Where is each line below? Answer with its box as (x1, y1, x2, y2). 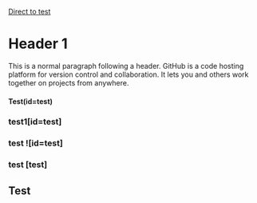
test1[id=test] (8, 116, 62, 127)
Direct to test (8, 7, 51, 16)
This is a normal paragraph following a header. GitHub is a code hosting (8, 61, 244, 70)
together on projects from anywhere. (8, 78, 129, 87)
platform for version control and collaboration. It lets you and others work (8, 70, 249, 79)
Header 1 (8, 35, 68, 53)
